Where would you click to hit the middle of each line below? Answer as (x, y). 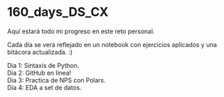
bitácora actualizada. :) (40, 52)
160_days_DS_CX (58, 12)
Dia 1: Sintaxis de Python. (43, 65)
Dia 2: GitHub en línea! (39, 73)
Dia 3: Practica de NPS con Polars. (57, 80)
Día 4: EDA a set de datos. (44, 87)
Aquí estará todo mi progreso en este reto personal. (81, 31)
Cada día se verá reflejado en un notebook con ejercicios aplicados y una (112, 44)
